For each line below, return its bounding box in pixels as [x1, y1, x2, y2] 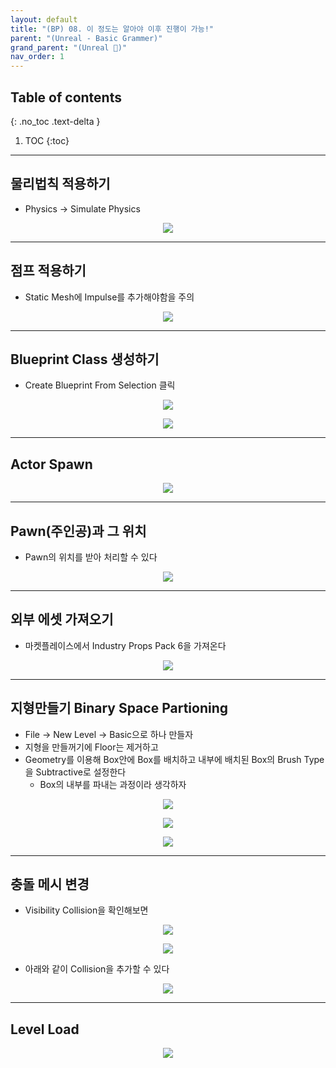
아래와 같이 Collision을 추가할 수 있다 [24, 963, 170, 975]
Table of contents [10, 89, 122, 106]
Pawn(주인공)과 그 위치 [10, 522, 147, 540]
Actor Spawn [10, 456, 93, 473]
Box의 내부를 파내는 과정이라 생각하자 [39, 778, 187, 790]
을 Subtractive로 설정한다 [24, 766, 127, 778]
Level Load [10, 1021, 80, 1038]
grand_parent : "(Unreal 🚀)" [10, 42, 128, 53]
